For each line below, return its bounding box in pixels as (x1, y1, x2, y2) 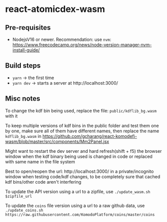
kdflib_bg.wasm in (5, 133, 41, 139)
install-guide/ (12, 47, 40, 53)
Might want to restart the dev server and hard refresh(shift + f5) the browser (5, 148, 162, 154)
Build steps (5, 61, 41, 70)
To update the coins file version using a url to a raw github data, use (5, 203, 145, 209)
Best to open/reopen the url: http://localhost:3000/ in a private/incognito (5, 168, 154, 174)
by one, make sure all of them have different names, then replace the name (5, 128, 160, 134)
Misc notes (5, 95, 41, 103)
